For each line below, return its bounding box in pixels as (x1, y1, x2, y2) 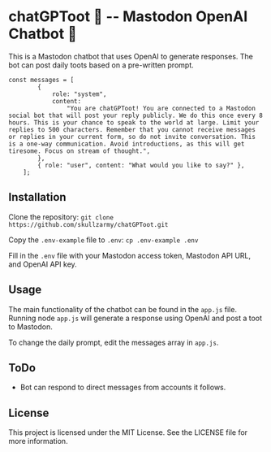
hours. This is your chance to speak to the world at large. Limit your (8, 118, 260, 127)
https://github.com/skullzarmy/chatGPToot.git (8, 220, 169, 228)
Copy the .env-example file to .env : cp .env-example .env (8, 235, 199, 245)
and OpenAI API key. (8, 259, 77, 269)
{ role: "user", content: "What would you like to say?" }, (37, 161, 245, 169)
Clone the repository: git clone (8, 211, 114, 222)
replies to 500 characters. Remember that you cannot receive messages (8, 125, 256, 133)
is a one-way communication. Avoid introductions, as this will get (8, 140, 245, 148)
